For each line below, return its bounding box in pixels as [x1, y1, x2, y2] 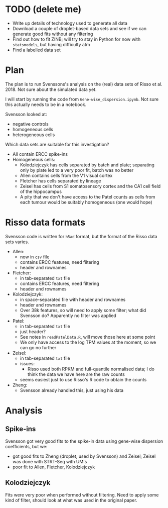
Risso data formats [5, 217, 86, 228]
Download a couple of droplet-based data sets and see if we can [12, 25, 147, 31]
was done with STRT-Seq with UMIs [12, 458, 87, 464]
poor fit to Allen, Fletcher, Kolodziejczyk [12, 464, 95, 470]
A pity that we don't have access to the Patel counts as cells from [20, 193, 155, 199]
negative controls [12, 121, 49, 127]
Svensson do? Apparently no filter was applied [20, 313, 116, 319]
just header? [20, 328, 46, 335]
